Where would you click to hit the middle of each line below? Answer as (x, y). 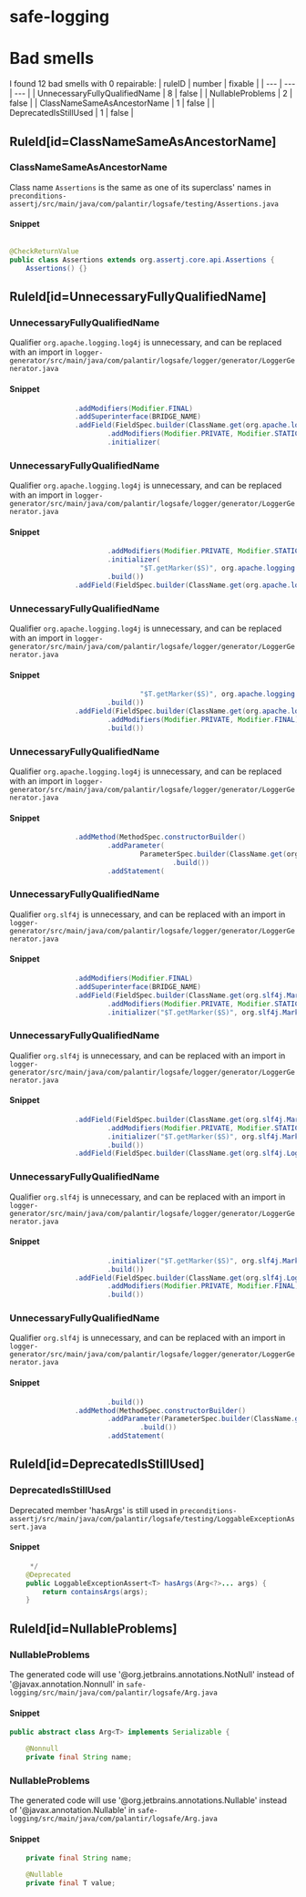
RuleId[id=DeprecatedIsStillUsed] (107, 1464)
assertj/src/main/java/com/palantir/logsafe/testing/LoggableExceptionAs (153, 1519)
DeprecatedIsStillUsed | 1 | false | (71, 113)
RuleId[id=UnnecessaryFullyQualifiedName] (138, 297)
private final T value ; (71, 1883)
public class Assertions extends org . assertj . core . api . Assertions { (142, 260)
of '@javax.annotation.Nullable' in (72, 1810)
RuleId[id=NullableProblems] (93, 1629)
